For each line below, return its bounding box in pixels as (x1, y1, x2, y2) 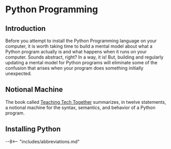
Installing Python (5, 125, 61, 134)
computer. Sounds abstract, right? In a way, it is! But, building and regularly (5, 54, 164, 60)
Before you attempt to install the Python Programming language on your (5, 38, 157, 44)
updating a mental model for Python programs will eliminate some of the (5, 60, 158, 65)
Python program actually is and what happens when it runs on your (5, 49, 147, 54)
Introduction (5, 24, 46, 33)
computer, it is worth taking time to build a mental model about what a (5, 43, 153, 49)
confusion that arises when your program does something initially (5, 65, 144, 71)
